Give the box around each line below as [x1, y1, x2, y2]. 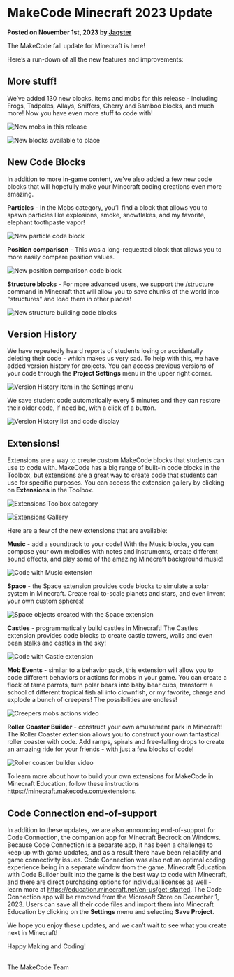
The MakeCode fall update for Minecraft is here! [7, 41, 145, 50]
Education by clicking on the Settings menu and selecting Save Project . [7, 908, 214, 915]
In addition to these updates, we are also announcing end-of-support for [7, 826, 216, 834]
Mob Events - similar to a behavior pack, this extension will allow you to [7, 666, 214, 674]
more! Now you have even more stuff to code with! [7, 108, 153, 117]
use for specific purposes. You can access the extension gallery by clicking [7, 478, 225, 487]
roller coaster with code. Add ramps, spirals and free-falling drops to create [7, 738, 225, 746]
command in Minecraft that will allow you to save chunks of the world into [7, 287, 219, 295]
